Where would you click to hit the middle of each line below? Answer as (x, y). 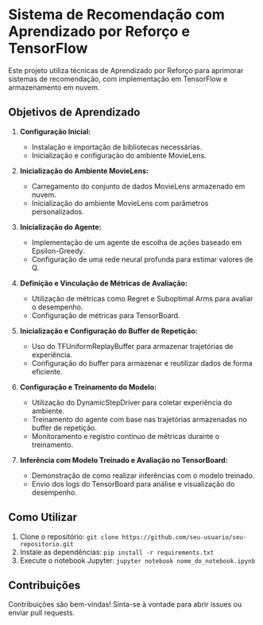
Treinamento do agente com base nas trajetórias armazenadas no (139, 419)
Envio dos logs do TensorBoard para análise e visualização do (133, 483)
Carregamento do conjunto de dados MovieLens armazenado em (138, 186)
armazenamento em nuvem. (54, 87)
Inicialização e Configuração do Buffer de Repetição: (108, 331)
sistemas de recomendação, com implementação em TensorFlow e (118, 79)
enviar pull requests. (42, 613)
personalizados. (58, 212)
